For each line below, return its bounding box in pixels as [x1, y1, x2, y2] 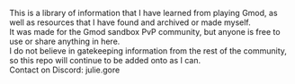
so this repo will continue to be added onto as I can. [9, 55, 201, 65]
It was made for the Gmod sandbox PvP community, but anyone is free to [9, 27, 281, 37]
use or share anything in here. [9, 36, 121, 46]
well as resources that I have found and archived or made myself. [9, 17, 252, 28]
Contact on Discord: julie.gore [9, 64, 121, 75]
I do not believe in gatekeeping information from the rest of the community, [9, 46, 288, 56]
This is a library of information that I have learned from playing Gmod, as [9, 8, 278, 18]
